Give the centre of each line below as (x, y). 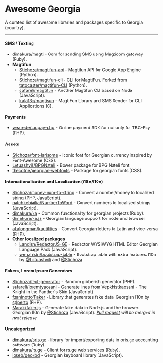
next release (24, 318)
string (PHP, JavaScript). (37, 198)
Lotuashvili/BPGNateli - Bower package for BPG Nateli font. (71, 165)
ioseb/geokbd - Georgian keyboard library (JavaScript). (68, 355)
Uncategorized (20, 329)
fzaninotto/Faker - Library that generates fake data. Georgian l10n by (81, 297)
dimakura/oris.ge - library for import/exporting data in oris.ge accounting (85, 340)
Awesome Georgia (43, 9)
